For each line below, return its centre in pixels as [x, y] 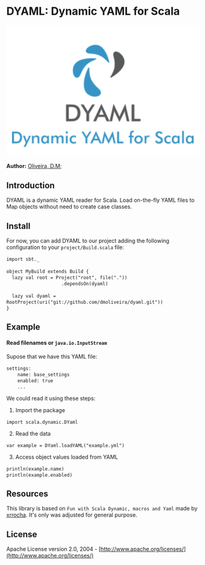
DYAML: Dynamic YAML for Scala [93, 11]
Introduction [31, 185]
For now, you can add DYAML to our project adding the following [88, 241]
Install [18, 226]
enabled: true [35, 381]
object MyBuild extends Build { [48, 272]
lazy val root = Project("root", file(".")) [70, 278]
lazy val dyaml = [34, 296]
